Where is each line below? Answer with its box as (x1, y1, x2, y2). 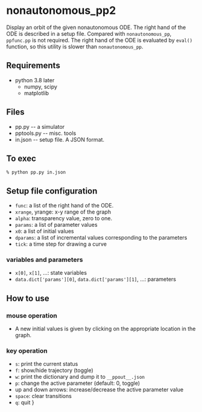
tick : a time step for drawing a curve (14, 240, 107, 248)
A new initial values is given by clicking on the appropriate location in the (14, 325, 196, 333)
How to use (6, 293, 49, 303)
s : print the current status (14, 361, 78, 368)
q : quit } (14, 399, 34, 406)
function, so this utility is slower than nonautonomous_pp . (6, 43, 144, 50)
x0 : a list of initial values (14, 227, 74, 235)
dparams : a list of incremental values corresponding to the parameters (14, 234, 188, 241)
